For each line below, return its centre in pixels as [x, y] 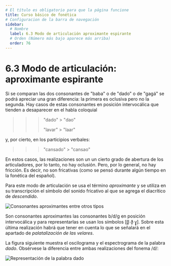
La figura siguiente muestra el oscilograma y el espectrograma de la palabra [85, 243]
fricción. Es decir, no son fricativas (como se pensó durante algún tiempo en [86, 170]
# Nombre [19, 29]
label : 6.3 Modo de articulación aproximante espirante [70, 34]
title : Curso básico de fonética [41, 15]
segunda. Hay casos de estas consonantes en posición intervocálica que [82, 104]
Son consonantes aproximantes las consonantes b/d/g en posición [75, 216]
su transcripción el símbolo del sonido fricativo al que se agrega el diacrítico [86, 191]
